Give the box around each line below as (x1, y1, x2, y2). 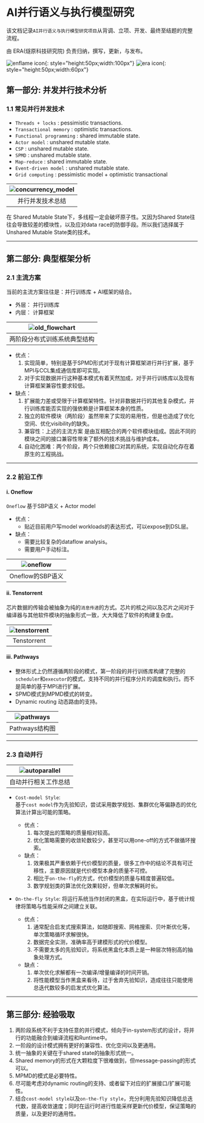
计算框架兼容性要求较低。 (24, 382, 89, 390)
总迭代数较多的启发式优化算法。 (33, 984, 114, 991)
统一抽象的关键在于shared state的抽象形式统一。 (15, 1049, 137, 1056)
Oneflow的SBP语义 (9, 572, 64, 580)
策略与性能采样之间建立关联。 (25, 903, 101, 910)
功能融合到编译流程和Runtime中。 (25, 1034, 110, 1041)
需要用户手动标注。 (24, 546, 73, 553)
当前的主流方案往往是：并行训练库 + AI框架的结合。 (6, 288, 135, 295)
